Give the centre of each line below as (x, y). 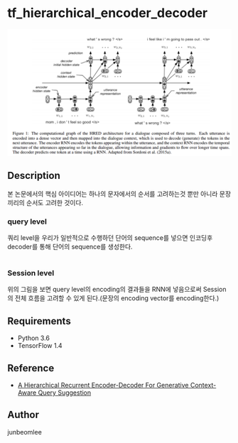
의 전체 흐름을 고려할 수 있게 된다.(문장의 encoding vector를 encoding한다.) (113, 298)
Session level (31, 273)
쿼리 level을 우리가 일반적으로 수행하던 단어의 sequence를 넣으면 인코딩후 (110, 238)
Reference (31, 368)
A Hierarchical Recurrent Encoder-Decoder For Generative (103, 385)
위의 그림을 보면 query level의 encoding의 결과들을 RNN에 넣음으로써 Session (117, 290)
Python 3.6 (33, 338)
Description (34, 176)
